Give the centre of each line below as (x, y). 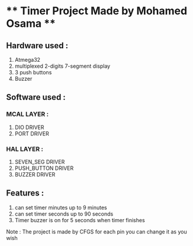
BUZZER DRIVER (35, 174)
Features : (25, 193)
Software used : (36, 97)
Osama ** (31, 23)
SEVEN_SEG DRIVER (40, 162)
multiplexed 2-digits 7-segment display (62, 66)
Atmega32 (27, 60)
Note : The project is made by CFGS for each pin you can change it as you (97, 231)
